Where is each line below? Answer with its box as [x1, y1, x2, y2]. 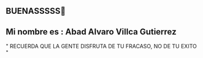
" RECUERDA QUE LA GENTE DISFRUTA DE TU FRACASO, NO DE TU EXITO [6, 43, 197, 50]
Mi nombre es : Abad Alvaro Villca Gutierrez [6, 27, 177, 37]
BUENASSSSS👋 [6, 6, 66, 16]
